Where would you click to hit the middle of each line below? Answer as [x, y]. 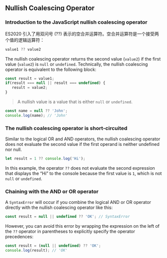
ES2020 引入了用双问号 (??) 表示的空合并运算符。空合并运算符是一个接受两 [82, 34]
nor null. [14, 150]
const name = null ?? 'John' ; [37, 111]
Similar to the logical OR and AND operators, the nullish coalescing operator [83, 139]
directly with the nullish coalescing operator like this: [59, 207]
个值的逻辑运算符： [25, 40]
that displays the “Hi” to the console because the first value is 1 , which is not [83, 173]
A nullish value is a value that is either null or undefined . [75, 102]
